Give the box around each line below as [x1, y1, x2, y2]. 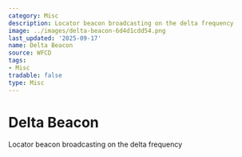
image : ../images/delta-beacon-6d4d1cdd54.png [8, 26, 166, 34]
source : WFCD [8, 49, 52, 57]
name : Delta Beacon [8, 42, 73, 50]
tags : [8, 57, 26, 65]
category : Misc [8, 11, 59, 20]
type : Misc [8, 78, 45, 87]
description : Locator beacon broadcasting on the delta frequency [8, 19, 234, 27]
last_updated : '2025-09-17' [8, 34, 102, 42]
